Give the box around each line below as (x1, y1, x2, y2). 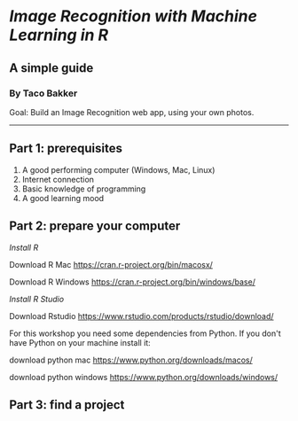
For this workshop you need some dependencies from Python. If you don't (9, 328, 281, 339)
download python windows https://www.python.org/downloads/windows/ (9, 371, 278, 382)
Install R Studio (9, 293, 65, 304)
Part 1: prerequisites (9, 141, 122, 156)
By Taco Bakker (9, 87, 78, 99)
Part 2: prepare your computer (9, 219, 181, 234)
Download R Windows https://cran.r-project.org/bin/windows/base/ (9, 277, 255, 287)
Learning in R (9, 25, 109, 45)
